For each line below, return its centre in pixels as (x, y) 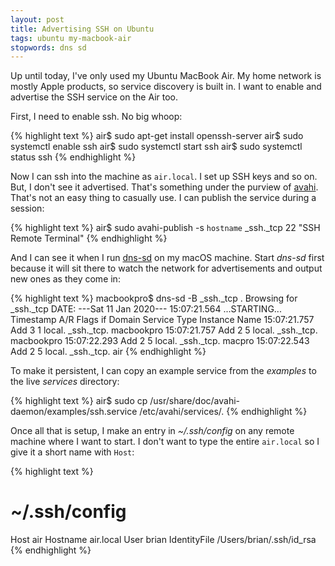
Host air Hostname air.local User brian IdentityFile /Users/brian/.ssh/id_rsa (163, 540)
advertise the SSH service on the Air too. (94, 97)
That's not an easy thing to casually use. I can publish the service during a (163, 198)
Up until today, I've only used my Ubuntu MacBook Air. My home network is (166, 76)
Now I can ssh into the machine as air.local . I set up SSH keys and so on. (164, 177)
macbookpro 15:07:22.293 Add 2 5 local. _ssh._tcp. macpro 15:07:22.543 (160, 341)
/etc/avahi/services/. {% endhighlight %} (223, 412)
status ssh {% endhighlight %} (73, 157)
